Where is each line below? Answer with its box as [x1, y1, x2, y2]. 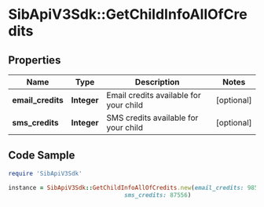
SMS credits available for [106, 112, 199, 123]
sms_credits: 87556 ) [124, 191, 192, 199]
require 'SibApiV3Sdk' [8, 169, 82, 177]
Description [134, 77, 180, 87]
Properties [8, 53, 61, 67]
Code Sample [8, 149, 75, 162]
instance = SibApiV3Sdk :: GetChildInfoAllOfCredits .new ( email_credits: [8, 183, 244, 191]
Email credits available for [106, 90, 202, 100]
